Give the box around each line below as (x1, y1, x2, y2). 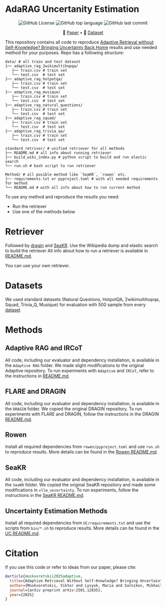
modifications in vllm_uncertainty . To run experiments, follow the (5, 487, 139, 493)
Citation (5, 548, 39, 559)
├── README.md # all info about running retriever (5, 150, 112, 155)
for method (5, 181, 28, 185)
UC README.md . (5, 531, 40, 537)
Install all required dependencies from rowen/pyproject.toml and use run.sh (5, 444, 160, 450)
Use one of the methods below (12, 208, 76, 214)
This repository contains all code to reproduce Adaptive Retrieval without (5, 39, 154, 45)
